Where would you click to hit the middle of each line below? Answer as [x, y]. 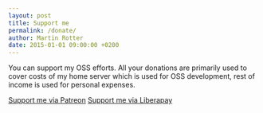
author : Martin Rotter [46, 38]
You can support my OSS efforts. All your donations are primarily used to [128, 68]
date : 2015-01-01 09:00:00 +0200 [64, 45]
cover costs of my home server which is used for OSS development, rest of [131, 76]
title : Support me [39, 23]
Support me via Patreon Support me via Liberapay [90, 100]
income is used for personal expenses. [72, 85]
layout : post [30, 16]
